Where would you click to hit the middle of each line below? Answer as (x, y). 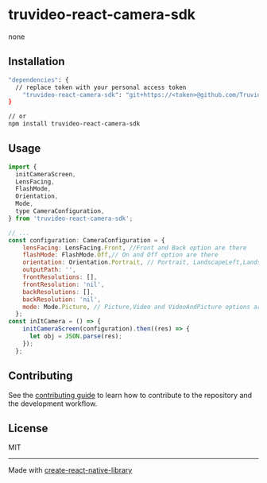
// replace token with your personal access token (101, 87)
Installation (37, 62)
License (28, 428)
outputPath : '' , (50, 270)
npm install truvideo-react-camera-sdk (74, 124)
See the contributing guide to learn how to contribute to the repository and (130, 395)
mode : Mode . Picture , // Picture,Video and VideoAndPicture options (136, 307)
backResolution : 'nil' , (62, 299)
